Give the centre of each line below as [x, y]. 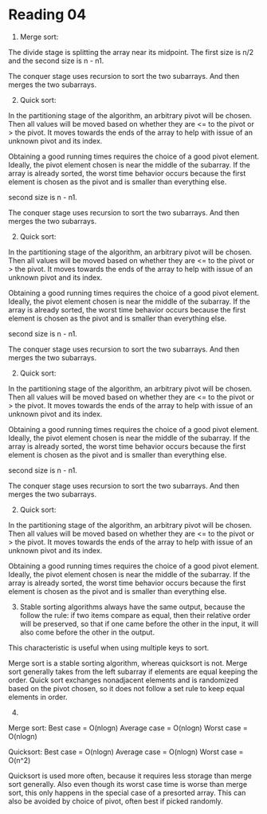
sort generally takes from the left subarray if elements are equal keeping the [133, 671]
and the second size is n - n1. [56, 61]
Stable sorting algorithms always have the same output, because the [132, 607]
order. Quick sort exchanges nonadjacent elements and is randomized [124, 680]
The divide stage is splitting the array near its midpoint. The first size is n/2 [131, 52]
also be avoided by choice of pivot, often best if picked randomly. [116, 801]
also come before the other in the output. [87, 632]
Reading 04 [47, 15]
